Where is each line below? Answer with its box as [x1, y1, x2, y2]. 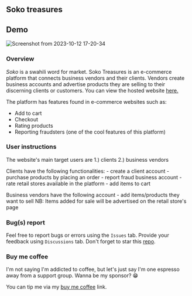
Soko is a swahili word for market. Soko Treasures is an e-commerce [6, 68, 172, 75]
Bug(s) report [6, 218, 46, 226]
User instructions [6, 143, 57, 151]
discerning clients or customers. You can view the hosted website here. [6, 87, 179, 94]
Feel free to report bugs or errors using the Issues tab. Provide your [6, 232, 170, 239]
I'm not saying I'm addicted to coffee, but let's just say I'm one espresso [6, 266, 180, 273]
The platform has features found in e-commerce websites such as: [6, 98, 167, 105]
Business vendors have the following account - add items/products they [6, 191, 180, 198]
